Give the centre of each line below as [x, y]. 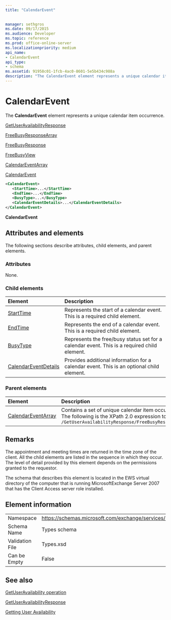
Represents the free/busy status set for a [113, 339]
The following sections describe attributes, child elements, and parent [78, 245]
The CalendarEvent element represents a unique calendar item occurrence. [85, 115]
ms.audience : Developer [31, 34]
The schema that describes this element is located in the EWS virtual [77, 478]
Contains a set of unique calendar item [107, 410]
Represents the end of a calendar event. [112, 324]
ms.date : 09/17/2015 [27, 29]
